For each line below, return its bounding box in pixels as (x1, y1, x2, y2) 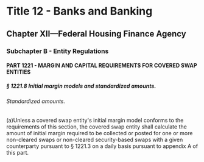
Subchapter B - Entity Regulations (6, 47, 109, 55)
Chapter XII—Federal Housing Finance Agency (6, 29, 187, 39)
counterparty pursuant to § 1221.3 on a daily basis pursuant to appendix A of (6, 142, 199, 150)
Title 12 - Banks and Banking (6, 4, 153, 18)
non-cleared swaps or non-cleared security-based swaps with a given (6, 136, 183, 143)
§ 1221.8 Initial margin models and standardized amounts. (6, 82, 157, 90)
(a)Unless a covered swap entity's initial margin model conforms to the (6, 116, 184, 124)
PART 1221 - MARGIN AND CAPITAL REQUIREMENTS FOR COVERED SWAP (6, 62, 197, 69)
